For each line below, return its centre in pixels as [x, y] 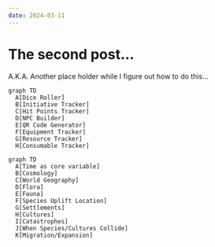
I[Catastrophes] [42, 221]
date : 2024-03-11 [37, 15]
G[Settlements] [40, 208]
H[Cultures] [35, 214]
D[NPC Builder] [40, 118]
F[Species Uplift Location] [61, 201]
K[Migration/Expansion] [54, 235]
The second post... [71, 54]
